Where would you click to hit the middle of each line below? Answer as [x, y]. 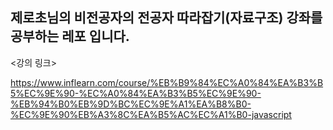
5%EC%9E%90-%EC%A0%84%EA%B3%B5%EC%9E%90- [136, 93]
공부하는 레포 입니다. [70, 36]
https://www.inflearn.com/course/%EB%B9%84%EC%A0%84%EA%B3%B [167, 82]
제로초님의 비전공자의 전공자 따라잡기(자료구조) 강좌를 [166, 18]
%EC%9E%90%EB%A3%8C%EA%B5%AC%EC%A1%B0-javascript [151, 114]
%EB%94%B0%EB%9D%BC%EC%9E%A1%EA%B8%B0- [131, 104]
